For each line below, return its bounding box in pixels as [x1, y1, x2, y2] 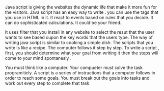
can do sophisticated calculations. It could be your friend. [5, 20, 122, 25]
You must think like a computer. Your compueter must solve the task [5, 65, 143, 70]
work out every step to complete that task [5, 80, 90, 86]
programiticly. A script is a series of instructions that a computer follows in [5, 70, 156, 75]
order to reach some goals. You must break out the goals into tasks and [5, 75, 150, 81]
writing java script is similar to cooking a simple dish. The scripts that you [5, 40, 153, 45]
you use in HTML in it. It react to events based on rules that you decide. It [5, 15, 154, 20]
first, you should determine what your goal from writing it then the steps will [5, 50, 159, 56]
